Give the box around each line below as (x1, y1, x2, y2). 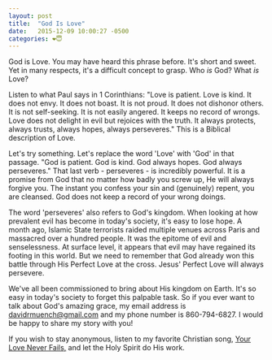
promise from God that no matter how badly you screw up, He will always (8, 175, 255, 184)
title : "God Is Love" (8, 20, 86, 28)
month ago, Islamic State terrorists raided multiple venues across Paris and (8, 225, 261, 235)
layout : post (8, 11, 53, 20)
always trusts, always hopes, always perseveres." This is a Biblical (8, 124, 230, 134)
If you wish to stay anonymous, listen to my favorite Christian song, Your (8, 334, 251, 344)
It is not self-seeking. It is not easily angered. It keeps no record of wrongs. (8, 107, 261, 117)
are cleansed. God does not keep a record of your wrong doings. (8, 192, 226, 202)
